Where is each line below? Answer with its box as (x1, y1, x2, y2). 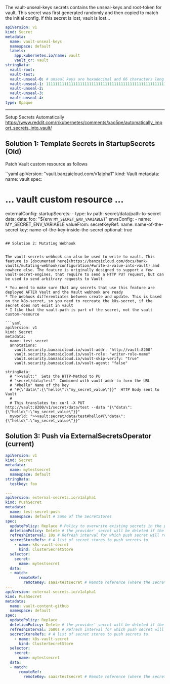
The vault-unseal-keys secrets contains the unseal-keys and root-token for (5, 5, 162, 10)
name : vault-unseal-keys (10, 39, 62, 44)
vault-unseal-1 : (10, 81, 44, 87)
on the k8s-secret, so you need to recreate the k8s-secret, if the (5, 298, 153, 303)
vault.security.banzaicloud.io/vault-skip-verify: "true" (14, 356, 139, 361)
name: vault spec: (5, 176, 42, 182)
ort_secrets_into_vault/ (5, 125, 52, 131)
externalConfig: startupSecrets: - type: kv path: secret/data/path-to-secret (5, 210, 161, 217)
